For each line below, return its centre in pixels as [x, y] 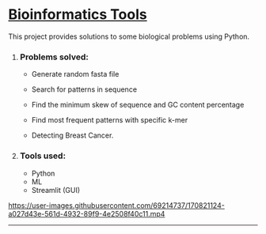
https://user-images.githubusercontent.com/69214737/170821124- [117, 205]
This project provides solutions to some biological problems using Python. [129, 36]
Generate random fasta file [75, 74]
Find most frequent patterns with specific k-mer [110, 120]
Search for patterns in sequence [84, 89]
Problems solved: [54, 57]
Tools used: [42, 156]
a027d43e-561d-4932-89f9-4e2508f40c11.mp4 [87, 213]
